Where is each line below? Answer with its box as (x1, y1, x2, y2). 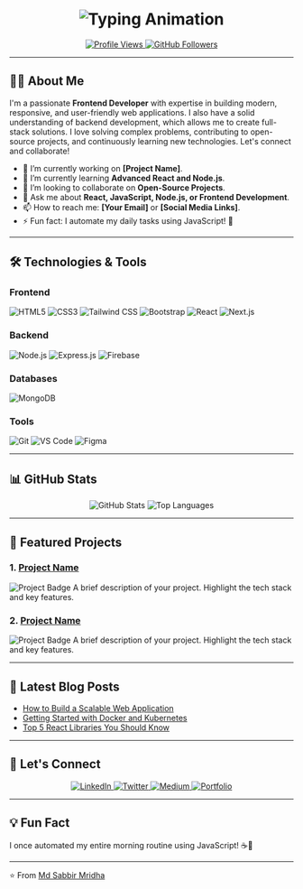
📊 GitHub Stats (9, 471, 97, 486)
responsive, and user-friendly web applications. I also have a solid (9, 106, 255, 117)
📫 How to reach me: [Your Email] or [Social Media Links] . (22, 201, 241, 212)
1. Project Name (9, 561, 79, 574)
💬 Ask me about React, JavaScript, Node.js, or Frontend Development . (22, 191, 290, 202)
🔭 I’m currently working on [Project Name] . (22, 162, 183, 173)
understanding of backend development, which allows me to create (9, 116, 260, 127)
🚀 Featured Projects (9, 534, 123, 550)
